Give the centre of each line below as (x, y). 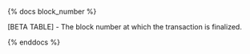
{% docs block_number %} (52, 12)
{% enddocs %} (34, 42)
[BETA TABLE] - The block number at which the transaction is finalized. (125, 27)
